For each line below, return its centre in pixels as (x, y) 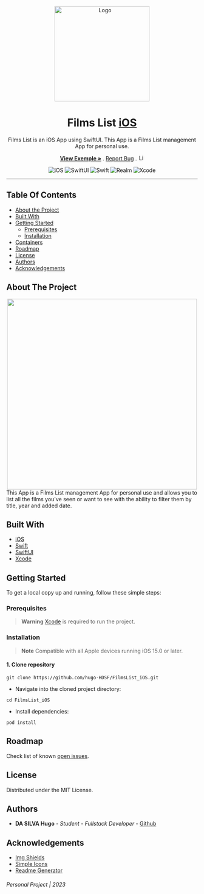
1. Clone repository (31, 665)
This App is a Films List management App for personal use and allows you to (102, 492)
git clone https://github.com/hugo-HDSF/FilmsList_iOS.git (83, 678)
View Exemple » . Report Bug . (98, 158)
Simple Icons (31, 864)
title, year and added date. (39, 506)
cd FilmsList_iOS (28, 700)
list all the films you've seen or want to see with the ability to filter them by (99, 499)
